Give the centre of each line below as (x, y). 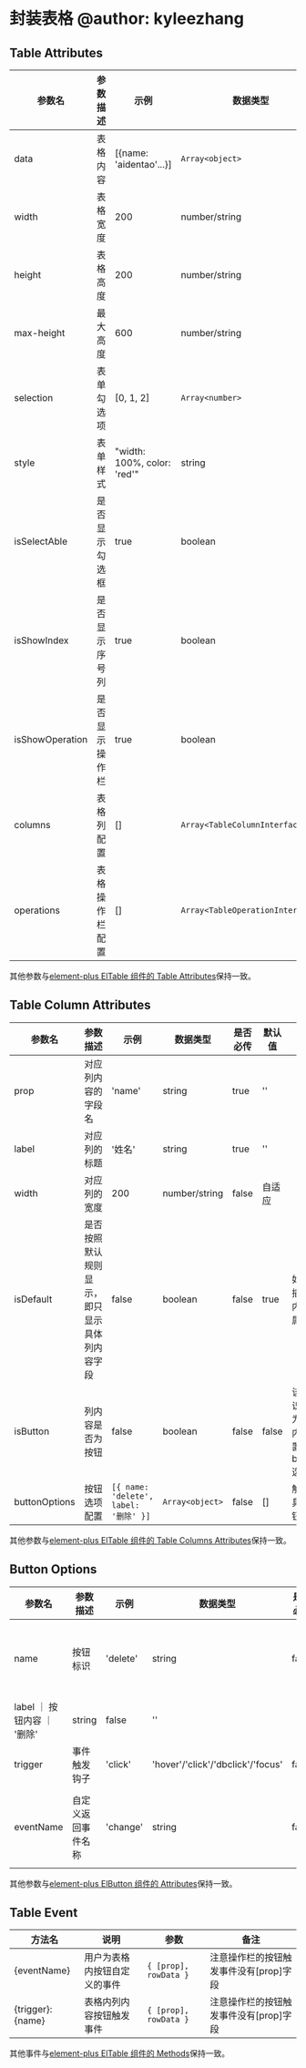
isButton (32, 1431)
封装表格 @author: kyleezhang (127, 19)
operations (37, 910)
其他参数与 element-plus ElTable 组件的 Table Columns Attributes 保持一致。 (150, 1540)
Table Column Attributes (81, 1005)
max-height (40, 333)
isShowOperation (51, 739)
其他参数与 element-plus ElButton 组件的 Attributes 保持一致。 (123, 1883)
